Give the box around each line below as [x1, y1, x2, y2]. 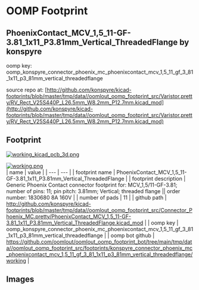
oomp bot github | [110, 232, 155, 239]
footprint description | [132, 175, 186, 182]
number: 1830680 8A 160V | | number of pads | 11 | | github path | [6, 194, 167, 201]
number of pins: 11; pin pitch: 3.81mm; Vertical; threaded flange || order [6, 187, 181, 194]
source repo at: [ [6, 86, 47, 93]
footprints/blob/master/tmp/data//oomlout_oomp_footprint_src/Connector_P [6, 206, 192, 213]
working [6, 257, 27, 264]
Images [6, 275, 35, 285]
